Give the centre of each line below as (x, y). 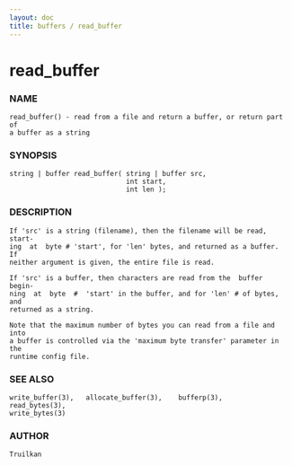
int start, (146, 182)
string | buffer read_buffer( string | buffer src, (108, 174)
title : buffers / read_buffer (66, 26)
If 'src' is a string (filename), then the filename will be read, (138, 231)
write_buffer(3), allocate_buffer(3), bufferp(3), (116, 397)
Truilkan (26, 454)
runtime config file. (50, 356)
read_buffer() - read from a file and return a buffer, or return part (146, 117)
